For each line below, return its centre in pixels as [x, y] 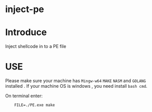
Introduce [26, 33]
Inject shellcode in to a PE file [36, 46]
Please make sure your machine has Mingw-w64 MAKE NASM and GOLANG [75, 81]
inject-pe [25, 9]
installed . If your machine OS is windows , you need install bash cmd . [76, 86]
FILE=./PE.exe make [35, 105]
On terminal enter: [24, 96]
